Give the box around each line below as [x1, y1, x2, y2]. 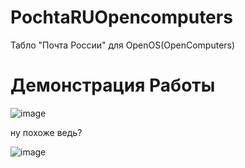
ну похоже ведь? [10, 126, 83, 138]
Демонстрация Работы [10, 74, 216, 97]
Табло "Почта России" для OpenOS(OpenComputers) [10, 39, 236, 51]
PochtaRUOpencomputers [10, 6, 233, 29]
